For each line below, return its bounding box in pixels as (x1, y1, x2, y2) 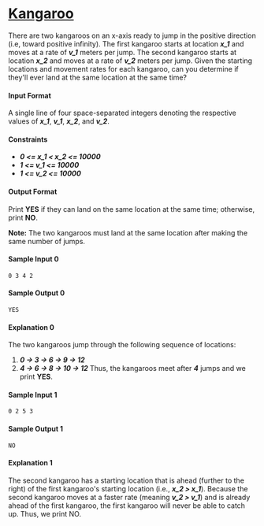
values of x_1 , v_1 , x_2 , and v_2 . (8, 117, 110, 126)
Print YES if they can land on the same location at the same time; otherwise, (8, 204, 255, 213)
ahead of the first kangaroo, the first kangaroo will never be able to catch (8, 501, 246, 510)
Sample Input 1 (8, 390, 58, 399)
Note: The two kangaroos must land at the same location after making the (8, 228, 248, 237)
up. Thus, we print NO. (8, 509, 81, 518)
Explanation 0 (8, 322, 55, 332)
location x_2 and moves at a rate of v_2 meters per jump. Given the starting (8, 56, 253, 65)
